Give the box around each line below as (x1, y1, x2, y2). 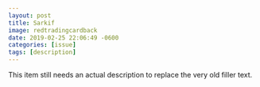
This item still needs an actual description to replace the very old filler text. (8, 70, 253, 79)
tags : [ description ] (8, 48, 77, 56)
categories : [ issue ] (8, 41, 77, 49)
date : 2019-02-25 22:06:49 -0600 (8, 33, 119, 42)
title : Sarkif (8, 19, 56, 27)
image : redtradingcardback (8, 26, 98, 34)
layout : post (8, 11, 52, 20)
